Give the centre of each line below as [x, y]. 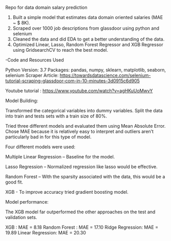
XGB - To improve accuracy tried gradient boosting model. [67, 192]
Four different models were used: [40, 147]
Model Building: [22, 101]
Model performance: [27, 202]
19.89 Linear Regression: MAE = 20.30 [46, 233]
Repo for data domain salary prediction [46, 7]
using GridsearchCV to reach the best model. [60, 50]
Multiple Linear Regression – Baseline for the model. [60, 157]
